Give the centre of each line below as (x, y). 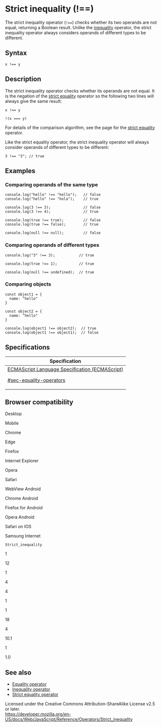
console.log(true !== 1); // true (50, 264)
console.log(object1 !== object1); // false (52, 332)
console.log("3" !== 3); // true (50, 255)
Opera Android (20, 517)
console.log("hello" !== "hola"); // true (52, 199)
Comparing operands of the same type (51, 184)
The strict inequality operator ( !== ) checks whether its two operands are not (81, 22)
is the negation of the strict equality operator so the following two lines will (80, 96)
